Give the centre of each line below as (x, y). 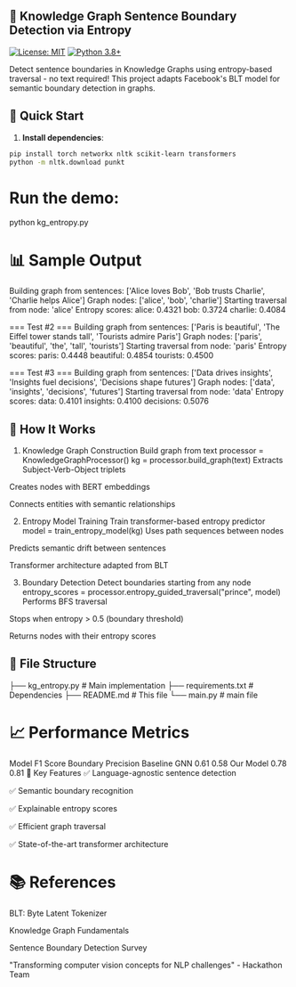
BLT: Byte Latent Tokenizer (58, 913)
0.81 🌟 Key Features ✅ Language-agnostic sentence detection (123, 772)
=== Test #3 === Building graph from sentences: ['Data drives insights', (141, 373)
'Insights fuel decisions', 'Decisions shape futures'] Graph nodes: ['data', (142, 382)
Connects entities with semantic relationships (92, 504)
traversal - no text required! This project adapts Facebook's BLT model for (145, 78)
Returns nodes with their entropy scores (83, 636)
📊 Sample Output (76, 260)
